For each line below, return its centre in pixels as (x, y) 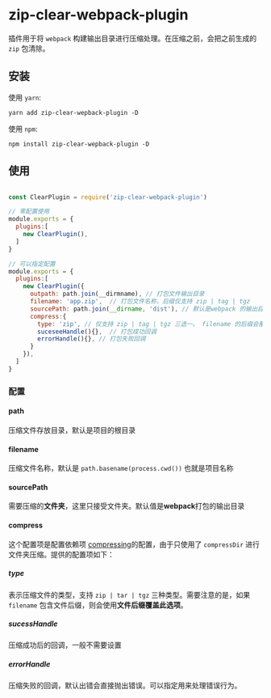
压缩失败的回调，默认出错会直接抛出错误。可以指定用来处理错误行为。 (125, 686)
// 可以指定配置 (32, 264)
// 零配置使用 (29, 212)
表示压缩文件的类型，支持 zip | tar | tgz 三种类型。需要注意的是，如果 (129, 594)
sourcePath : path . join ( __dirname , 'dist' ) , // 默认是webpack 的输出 (144, 309)
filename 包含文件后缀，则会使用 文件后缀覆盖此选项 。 (98, 605)
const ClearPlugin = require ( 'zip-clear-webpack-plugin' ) (108, 197)
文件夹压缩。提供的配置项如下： (61, 554)
